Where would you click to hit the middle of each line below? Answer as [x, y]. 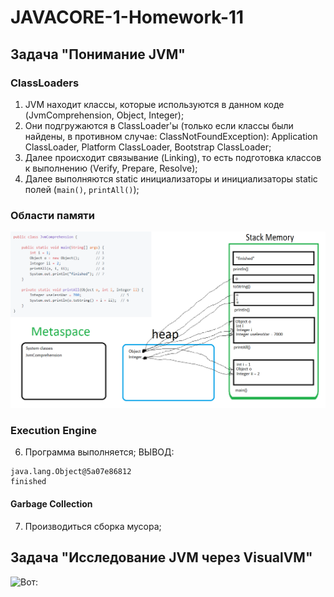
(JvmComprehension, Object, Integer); [104, 115]
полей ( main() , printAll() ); [82, 189]
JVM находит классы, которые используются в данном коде [154, 104]
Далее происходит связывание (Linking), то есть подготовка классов [173, 157]
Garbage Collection [51, 504]
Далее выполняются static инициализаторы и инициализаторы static [171, 178]
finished [28, 482]
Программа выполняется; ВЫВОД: [99, 452]
